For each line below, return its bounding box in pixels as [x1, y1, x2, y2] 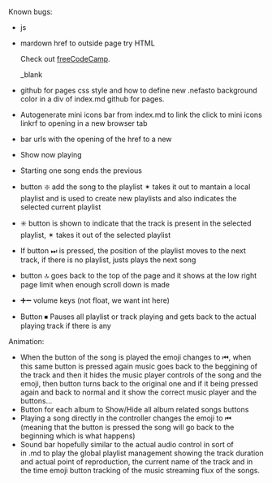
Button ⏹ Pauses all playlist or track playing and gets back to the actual [19, 312, 257, 321]
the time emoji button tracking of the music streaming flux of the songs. [19, 466, 260, 475]
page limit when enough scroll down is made [19, 280, 171, 289]
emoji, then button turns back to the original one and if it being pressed [19, 379, 258, 388]
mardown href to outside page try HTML [19, 38, 156, 48]
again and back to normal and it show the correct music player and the [19, 387, 257, 397]
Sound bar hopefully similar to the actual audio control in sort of [19, 440, 234, 449]
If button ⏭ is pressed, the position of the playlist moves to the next [19, 246, 246, 255]
